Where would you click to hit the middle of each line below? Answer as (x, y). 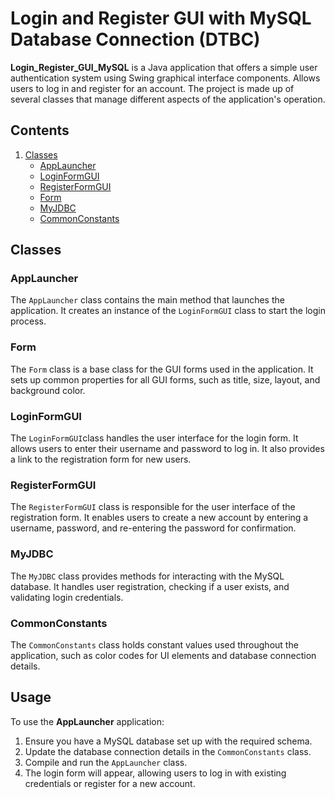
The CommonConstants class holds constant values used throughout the (154, 644)
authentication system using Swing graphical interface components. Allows (165, 78)
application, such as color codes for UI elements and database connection (163, 655)
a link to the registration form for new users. (101, 459)
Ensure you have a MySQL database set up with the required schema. (168, 741)
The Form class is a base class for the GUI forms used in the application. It (162, 369)
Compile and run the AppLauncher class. (106, 762)
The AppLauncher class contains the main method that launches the (147, 300)
